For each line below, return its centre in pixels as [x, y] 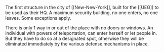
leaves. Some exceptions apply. [38, 18]
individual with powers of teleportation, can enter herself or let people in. [81, 33]
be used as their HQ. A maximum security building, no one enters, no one [81, 13]
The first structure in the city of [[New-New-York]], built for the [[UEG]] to [82, 7]
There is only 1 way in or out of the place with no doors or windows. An [79, 28]
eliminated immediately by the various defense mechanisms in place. [77, 44]
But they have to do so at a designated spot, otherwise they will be [75, 38]
